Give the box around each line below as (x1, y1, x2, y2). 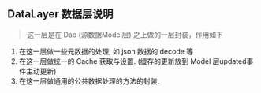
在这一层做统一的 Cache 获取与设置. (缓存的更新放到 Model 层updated (18, 56, 247, 65)
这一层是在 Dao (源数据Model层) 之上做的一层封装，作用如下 (26, 30, 224, 39)
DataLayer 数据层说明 (7, 7, 114, 21)
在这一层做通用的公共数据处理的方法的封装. (18, 76, 159, 85)
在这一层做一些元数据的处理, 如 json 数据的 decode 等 (18, 46, 194, 56)
